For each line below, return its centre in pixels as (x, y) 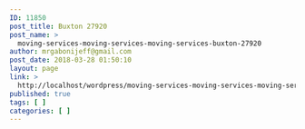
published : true (40, 94)
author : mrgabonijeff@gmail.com (70, 52)
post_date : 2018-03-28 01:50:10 (70, 60)
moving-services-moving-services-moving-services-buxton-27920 (139, 43)
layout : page (34, 69)
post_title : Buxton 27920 (58, 26)
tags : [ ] (28, 102)
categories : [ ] (40, 111)
